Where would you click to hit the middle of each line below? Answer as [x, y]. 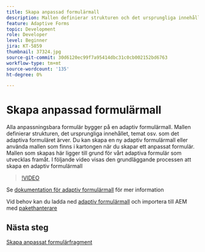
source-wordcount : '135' [38, 69]
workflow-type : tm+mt [34, 63]
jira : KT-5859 [24, 46]
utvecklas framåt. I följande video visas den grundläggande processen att [99, 160]
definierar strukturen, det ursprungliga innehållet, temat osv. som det [93, 134]
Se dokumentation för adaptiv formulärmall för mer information [85, 190]
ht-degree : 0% [24, 75]
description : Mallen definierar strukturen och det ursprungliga [91, 18]
